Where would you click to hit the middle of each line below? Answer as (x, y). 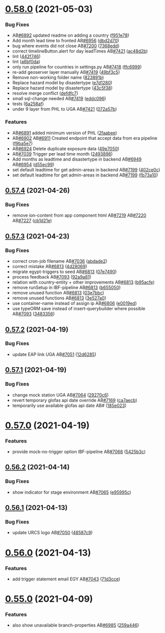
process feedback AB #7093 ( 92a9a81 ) (52, 277)
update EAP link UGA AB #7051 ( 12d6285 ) (54, 354)
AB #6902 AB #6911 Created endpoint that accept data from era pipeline (85, 138)
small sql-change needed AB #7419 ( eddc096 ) (59, 99)
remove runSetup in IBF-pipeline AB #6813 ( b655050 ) (66, 288)
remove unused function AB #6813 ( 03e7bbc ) (58, 293)
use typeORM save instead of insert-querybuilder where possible (79, 309)
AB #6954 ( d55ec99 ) (33, 164)
